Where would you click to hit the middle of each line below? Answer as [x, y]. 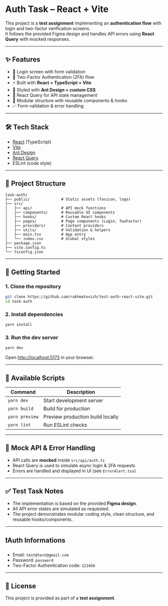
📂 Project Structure [35, 183]
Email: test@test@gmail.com [40, 555]
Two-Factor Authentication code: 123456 [54, 565]
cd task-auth [19, 301]
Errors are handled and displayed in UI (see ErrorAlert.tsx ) [74, 471]
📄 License [21, 586]
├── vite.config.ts [25, 248]
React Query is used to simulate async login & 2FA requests [74, 465]
